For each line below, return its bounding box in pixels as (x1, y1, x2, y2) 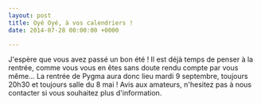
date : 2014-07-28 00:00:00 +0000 (8, 26, 119, 34)
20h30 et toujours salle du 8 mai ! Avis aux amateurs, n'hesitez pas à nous (8, 80, 252, 89)
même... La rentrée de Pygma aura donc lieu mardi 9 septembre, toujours (8, 72, 248, 81)
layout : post (8, 11, 52, 20)
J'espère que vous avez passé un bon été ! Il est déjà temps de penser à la (8, 54, 253, 64)
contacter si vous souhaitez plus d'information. (8, 88, 162, 98)
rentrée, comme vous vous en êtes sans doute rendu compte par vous (8, 63, 239, 73)
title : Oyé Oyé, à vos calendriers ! (8, 19, 134, 27)
